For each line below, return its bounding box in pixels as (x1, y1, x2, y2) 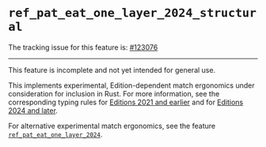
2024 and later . (8, 105, 58, 115)
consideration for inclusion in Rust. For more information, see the (8, 89, 220, 98)
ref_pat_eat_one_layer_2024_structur (8, 6, 257, 21)
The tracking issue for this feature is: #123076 (8, 42, 158, 52)
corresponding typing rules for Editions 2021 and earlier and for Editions (8, 97, 244, 107)
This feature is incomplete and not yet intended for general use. (8, 65, 216, 74)
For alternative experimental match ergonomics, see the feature (8, 121, 216, 130)
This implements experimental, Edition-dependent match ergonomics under (8, 81, 255, 90)
